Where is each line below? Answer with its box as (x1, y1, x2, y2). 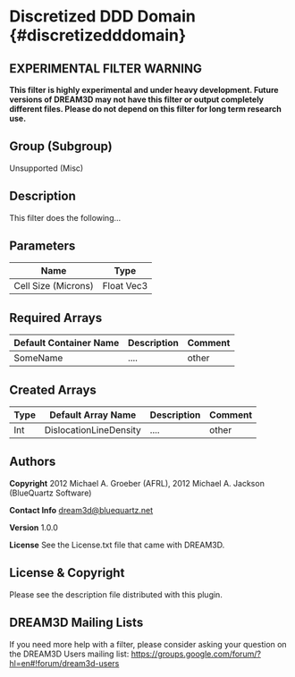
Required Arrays (9, 310, 103, 326)
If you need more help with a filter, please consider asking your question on (9, 639, 288, 649)
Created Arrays (9, 382, 97, 397)
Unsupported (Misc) (9, 163, 84, 173)
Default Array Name (48, 409, 137, 421)
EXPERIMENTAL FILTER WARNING (9, 61, 203, 76)
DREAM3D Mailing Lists (9, 615, 144, 630)
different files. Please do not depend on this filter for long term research (9, 104, 282, 114)
